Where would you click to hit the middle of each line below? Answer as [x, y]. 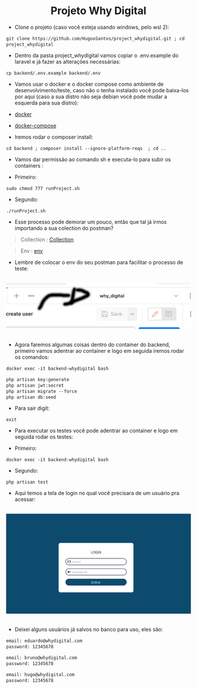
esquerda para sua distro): [47, 103]
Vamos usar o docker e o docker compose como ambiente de [89, 84]
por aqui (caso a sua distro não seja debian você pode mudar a [91, 96]
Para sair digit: [32, 408]
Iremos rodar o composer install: [54, 137]
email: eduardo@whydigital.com [44, 641]
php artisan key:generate [38, 379]
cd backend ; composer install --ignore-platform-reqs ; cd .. [86, 148]
